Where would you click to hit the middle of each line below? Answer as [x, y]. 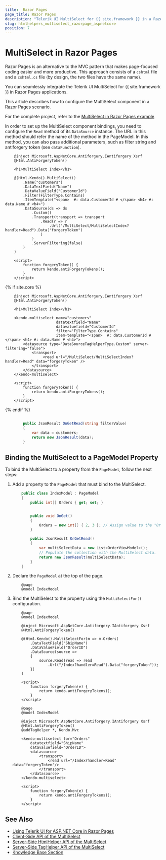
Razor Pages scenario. [28, 107]
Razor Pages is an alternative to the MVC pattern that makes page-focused [82, 67]
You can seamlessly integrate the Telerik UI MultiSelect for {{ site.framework [83, 87]
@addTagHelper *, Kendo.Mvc [50, 730]
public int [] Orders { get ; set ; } [67, 502]
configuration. [26, 604]
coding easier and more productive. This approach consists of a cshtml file [81, 72]
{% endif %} [18, 410]
